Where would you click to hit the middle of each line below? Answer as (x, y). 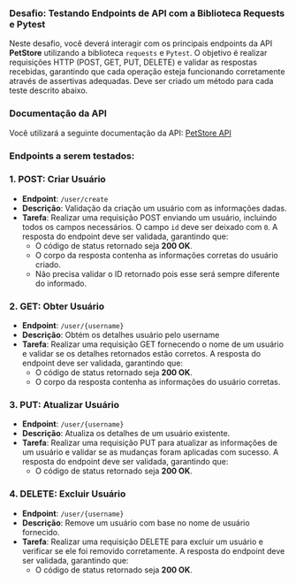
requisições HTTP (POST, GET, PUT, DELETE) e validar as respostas (133, 62)
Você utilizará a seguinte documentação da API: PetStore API (120, 133)
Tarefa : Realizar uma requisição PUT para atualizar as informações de (150, 443)
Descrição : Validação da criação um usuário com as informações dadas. (154, 208)
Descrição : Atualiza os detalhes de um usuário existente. (126, 434)
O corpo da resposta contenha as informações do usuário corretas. (158, 382)
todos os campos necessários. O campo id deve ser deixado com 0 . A (150, 227)
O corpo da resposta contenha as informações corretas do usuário (156, 255)
